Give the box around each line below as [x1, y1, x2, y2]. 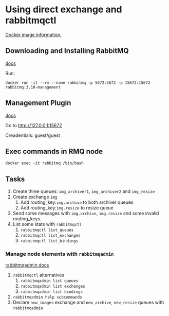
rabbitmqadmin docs [5, 262, 49, 268]
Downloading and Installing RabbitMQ [5, 46, 129, 55]
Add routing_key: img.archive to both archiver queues [20, 199, 134, 205]
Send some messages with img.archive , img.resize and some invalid [12, 210, 159, 217]
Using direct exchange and [5, 4, 122, 15]
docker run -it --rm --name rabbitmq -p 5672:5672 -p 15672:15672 [5, 80, 151, 85]
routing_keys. [12, 216, 42, 222]
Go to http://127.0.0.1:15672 [5, 122, 63, 128]
